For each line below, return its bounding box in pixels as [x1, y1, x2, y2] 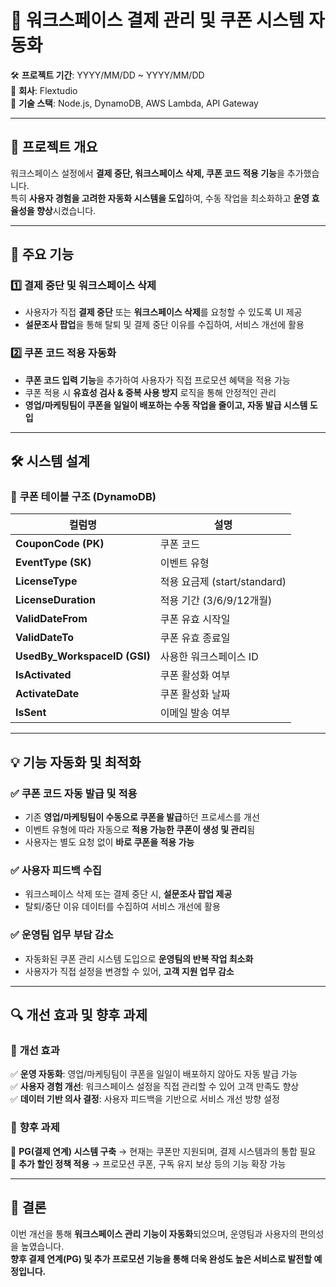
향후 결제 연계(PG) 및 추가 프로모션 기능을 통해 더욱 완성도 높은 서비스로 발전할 [10, 1252, 313, 1265]
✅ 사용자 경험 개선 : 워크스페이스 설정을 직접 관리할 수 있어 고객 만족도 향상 [10, 1081, 300, 1093]
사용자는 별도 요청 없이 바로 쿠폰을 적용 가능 [24, 836, 195, 848]
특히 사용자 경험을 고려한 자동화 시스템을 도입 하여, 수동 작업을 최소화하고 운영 [10, 192, 310, 204]
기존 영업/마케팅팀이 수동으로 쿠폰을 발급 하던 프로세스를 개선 [24, 811, 260, 823]
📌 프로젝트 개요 [10, 139, 98, 156]
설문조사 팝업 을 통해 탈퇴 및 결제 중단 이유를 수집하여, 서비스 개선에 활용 [24, 319, 305, 331]
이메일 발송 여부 [159, 706, 231, 720]
